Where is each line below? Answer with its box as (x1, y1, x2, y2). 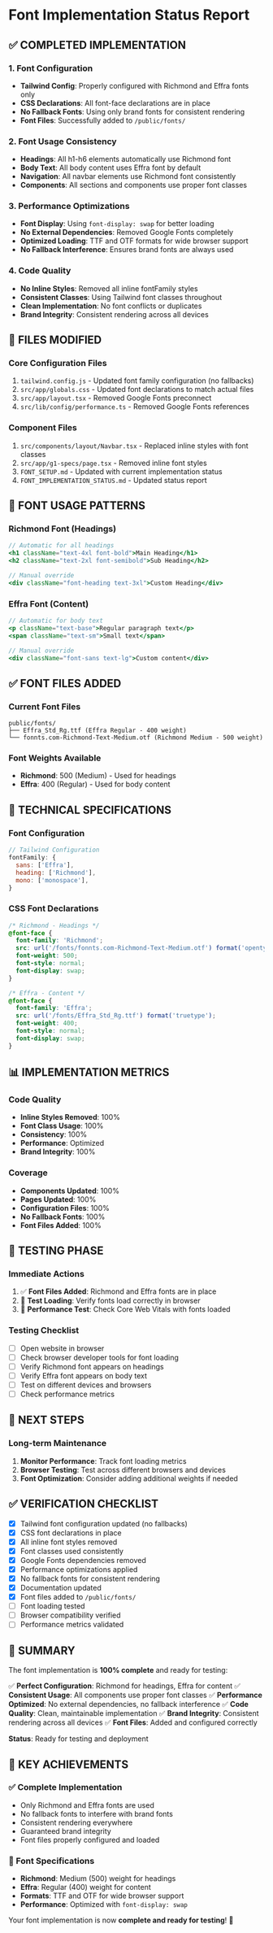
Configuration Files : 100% (19, 1203, 110, 1212)
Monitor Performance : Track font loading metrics (19, 1456, 187, 1465)
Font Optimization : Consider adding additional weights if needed (19, 1474, 238, 1483)
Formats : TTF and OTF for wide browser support (19, 1891, 184, 1900)
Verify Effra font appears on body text (19, 1370, 148, 1380)
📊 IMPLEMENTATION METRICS (8, 1065, 170, 1079)
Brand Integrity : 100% (19, 1147, 96, 1156)
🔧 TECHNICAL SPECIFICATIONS (8, 803, 172, 816)
